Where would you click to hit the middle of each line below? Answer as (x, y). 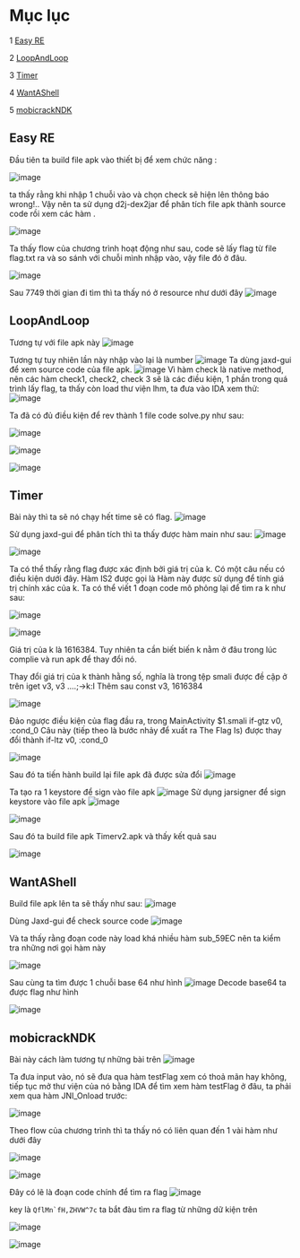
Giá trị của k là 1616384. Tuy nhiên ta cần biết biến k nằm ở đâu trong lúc (143, 650)
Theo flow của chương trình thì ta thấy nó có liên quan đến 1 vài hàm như (143, 1130)
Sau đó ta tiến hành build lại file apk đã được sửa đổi (106, 775)
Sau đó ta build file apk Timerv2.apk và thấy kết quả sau (113, 837)
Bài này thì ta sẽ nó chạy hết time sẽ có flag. (91, 517)
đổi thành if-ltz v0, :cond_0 (59, 740)
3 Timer (24, 75)
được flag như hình (44, 993)
